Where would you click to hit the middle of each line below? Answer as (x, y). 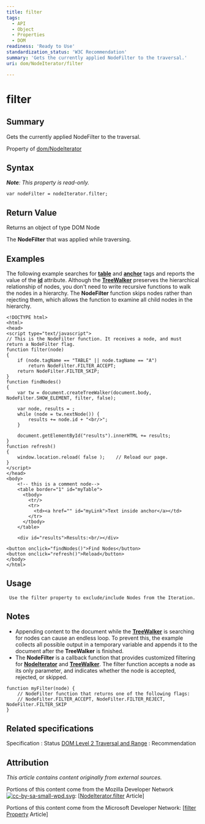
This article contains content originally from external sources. (84, 777)
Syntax (20, 167)
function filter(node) (35, 350)
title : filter (24, 12)
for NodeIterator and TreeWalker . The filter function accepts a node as (105, 664)
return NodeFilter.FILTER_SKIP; (58, 371)
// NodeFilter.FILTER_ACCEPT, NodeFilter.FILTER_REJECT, (91, 699)
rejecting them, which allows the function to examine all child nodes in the (99, 299)
